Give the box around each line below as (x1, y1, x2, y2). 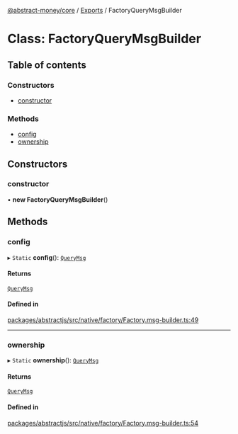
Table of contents (7, 59, 86, 71)
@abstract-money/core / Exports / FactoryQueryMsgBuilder (7, 6, 182, 14)
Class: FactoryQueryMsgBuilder (7, 31, 202, 47)
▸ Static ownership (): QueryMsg (7, 356, 99, 365)
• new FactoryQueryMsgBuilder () (7, 195, 108, 204)
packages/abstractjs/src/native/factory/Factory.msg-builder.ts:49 (7, 315, 199, 324)
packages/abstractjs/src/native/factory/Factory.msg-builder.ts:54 (7, 418, 199, 427)
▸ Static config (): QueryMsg (7, 253, 86, 261)
